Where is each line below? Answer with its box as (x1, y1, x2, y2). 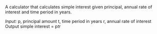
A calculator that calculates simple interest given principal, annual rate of (5, 4, 153, 10)
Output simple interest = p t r (5, 23, 61, 29)
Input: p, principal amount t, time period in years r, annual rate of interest (5, 19, 152, 24)
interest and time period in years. (5, 9, 72, 15)
